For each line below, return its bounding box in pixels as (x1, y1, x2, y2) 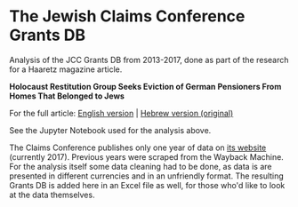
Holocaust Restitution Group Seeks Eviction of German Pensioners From (9, 81, 282, 92)
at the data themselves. (9, 189, 95, 200)
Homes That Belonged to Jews (9, 91, 125, 101)
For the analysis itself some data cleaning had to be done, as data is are (9, 161, 272, 171)
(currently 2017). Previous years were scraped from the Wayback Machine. (9, 151, 285, 162)
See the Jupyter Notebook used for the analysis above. (9, 124, 212, 135)
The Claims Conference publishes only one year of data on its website (9, 142, 267, 153)
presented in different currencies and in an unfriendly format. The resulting (9, 171, 285, 181)
